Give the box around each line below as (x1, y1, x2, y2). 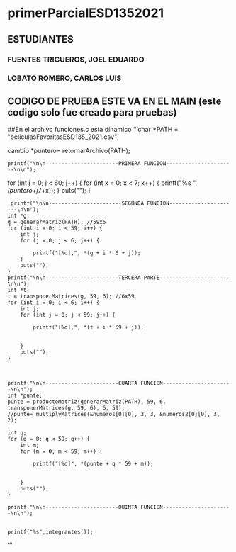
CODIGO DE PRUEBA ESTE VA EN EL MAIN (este (7, 95, 222, 107)
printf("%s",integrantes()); (7, 529, 94, 536)
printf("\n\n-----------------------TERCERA (7, 274, 141, 281)
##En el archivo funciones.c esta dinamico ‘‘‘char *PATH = (7, 125, 179, 134)
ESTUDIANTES (7, 33, 74, 45)
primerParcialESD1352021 (7, 5, 164, 21)
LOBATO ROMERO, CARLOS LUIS (7, 73, 122, 83)
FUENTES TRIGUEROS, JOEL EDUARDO (7, 55, 145, 64)
